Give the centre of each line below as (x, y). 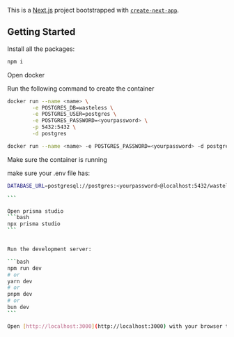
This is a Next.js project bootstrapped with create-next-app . (93, 10)
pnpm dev (20, 294)
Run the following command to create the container (81, 88)
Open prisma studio (36, 211)
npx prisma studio (34, 224)
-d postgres (50, 134)
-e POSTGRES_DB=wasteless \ (73, 107)
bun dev (18, 307)
